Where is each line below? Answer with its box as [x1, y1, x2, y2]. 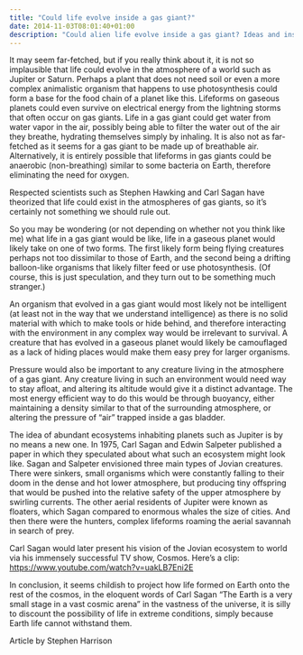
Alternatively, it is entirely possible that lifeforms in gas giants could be [9, 151, 272, 161]
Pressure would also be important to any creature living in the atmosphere [9, 364, 284, 375]
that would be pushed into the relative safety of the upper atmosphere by [9, 487, 281, 498]
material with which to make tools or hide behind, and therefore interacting [9, 318, 287, 329]
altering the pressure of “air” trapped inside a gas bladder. [9, 412, 225, 423]
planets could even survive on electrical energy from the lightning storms [9, 103, 281, 114]
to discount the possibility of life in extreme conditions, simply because [9, 608, 273, 619]
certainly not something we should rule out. [9, 207, 171, 217]
